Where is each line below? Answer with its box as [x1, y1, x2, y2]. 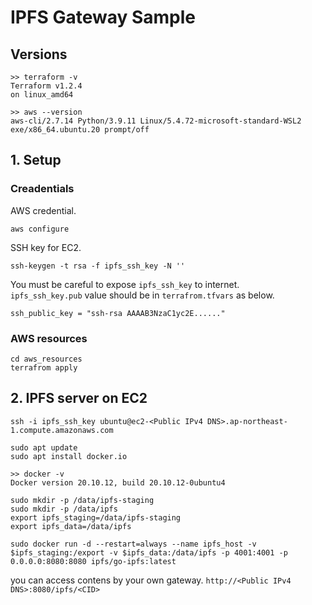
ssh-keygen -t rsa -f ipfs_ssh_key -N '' [10, 261, 186, 271]
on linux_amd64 [10, 90, 74, 100]
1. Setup [10, 152, 62, 169]
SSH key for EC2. [10, 241, 82, 253]
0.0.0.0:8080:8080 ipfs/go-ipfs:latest [10, 556, 177, 566]
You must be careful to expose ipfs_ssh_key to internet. [10, 278, 240, 290]
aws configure [10, 224, 70, 234]
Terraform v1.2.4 [10, 81, 83, 91]
